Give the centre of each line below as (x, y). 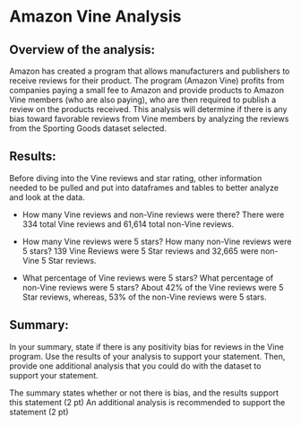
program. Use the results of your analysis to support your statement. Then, (147, 356)
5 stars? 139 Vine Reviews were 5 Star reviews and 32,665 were (140, 251)
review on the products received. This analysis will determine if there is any (148, 109)
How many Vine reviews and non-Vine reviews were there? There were (153, 214)
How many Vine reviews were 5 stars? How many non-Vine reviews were (157, 241)
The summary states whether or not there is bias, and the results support (144, 393)
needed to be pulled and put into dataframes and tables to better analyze (144, 187)
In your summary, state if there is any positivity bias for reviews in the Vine (146, 346)
